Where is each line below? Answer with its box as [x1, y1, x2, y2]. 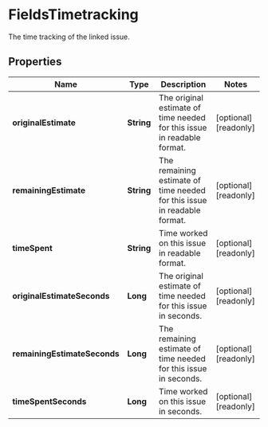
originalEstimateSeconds [12, 290, 110, 301]
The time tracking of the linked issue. [8, 32, 130, 41]
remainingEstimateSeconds [12, 348, 120, 359]
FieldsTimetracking [8, 6, 140, 24]
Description [160, 78, 207, 89]
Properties [8, 55, 62, 69]
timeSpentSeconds [12, 396, 87, 407]
